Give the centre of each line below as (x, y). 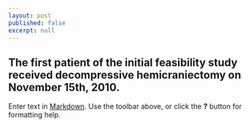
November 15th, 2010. (64, 87)
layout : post (30, 15)
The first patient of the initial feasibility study (123, 62)
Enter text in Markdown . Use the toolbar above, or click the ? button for (125, 106)
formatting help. (35, 115)
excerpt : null (32, 30)
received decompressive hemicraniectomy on (125, 75)
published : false (37, 23)
